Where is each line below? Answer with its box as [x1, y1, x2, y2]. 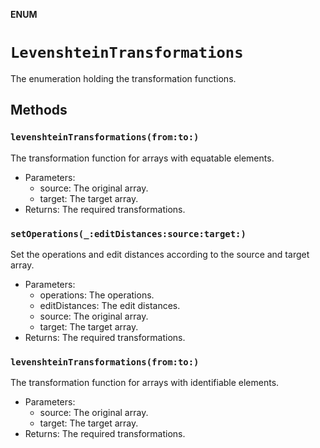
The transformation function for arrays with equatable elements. [10, 152, 275, 164]
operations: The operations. [39, 289, 155, 301]
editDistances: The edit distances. [39, 299, 181, 311]
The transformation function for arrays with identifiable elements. [10, 377, 280, 389]
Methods [10, 102, 68, 119]
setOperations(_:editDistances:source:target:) [10, 228, 247, 239]
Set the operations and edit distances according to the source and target [10, 248, 310, 260]
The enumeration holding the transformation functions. [10, 72, 237, 84]
